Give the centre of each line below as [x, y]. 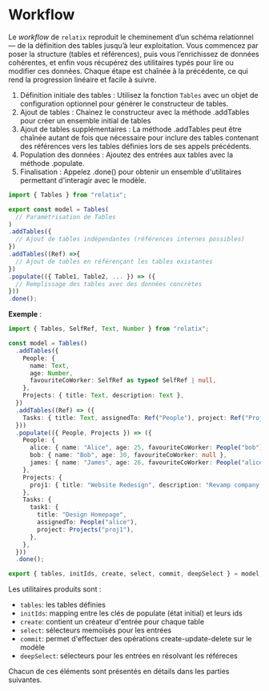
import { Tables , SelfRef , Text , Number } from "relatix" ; [109, 329]
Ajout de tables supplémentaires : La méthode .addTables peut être [131, 129]
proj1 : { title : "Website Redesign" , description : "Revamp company [145, 485]
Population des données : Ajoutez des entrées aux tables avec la [126, 155]
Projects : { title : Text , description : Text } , [103, 396]
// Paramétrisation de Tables [66, 217]
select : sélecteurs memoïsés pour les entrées [96, 630]
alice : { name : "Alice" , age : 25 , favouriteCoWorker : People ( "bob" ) [146, 448]
